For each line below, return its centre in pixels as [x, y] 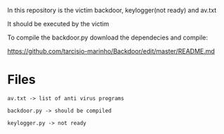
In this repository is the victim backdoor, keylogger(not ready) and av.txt [112, 10]
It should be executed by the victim [58, 24]
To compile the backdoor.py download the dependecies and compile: [108, 37]
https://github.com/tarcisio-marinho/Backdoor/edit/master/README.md [111, 51]
